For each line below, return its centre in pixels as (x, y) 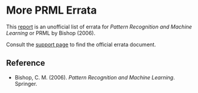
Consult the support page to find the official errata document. (81, 44)
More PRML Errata (51, 10)
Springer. (26, 84)
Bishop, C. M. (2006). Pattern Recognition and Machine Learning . (95, 77)
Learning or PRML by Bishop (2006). (51, 33)
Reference (26, 63)
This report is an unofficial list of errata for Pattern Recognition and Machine (99, 27)
